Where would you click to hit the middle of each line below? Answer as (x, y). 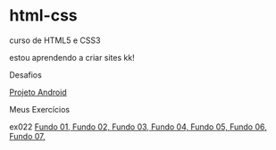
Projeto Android (38, 92)
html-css (43, 16)
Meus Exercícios (39, 109)
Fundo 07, (28, 136)
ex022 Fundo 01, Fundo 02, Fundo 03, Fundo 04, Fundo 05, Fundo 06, (138, 127)
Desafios (25, 75)
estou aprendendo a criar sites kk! (72, 57)
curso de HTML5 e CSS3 (55, 40)
